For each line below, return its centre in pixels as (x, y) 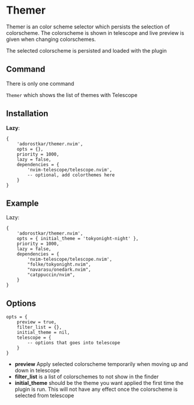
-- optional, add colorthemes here (71, 175)
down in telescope (37, 371)
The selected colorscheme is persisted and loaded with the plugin (87, 50)
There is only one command (40, 83)
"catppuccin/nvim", (51, 275)
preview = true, (37, 322)
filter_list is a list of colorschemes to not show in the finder (87, 377)
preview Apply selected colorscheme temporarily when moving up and (101, 364)
